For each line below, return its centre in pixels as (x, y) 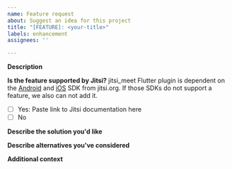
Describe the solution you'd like (55, 131)
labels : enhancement (38, 34)
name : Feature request (41, 14)
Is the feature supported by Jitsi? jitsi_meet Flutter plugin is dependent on (116, 81)
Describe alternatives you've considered (69, 146)
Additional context (35, 159)
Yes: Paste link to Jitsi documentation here (80, 109)
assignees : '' (28, 40)
